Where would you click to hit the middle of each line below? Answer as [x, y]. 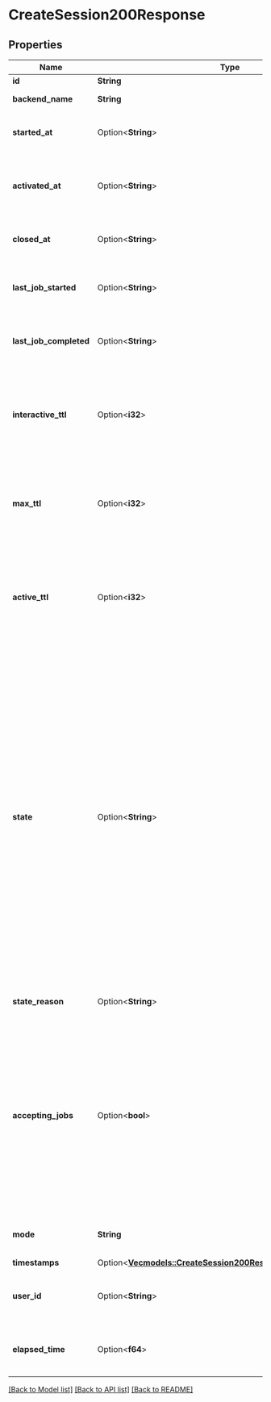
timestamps [36, 1262]
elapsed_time [39, 1349]
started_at [33, 132]
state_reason [38, 1001]
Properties [35, 45]
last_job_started [44, 288]
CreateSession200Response [107, 15]
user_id [27, 1296]
